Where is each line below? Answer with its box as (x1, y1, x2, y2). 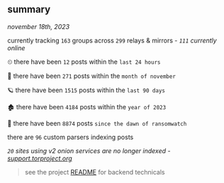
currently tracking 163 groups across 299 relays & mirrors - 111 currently (7, 36, 218, 45)
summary (7, 4, 51, 16)
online (7, 43, 26, 52)
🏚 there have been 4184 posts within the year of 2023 (7, 102, 167, 111)
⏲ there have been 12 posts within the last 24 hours (7, 57, 161, 66)
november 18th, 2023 (7, 22, 69, 30)
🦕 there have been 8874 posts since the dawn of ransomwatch (7, 118, 187, 128)
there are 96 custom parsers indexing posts (7, 133, 134, 141)
